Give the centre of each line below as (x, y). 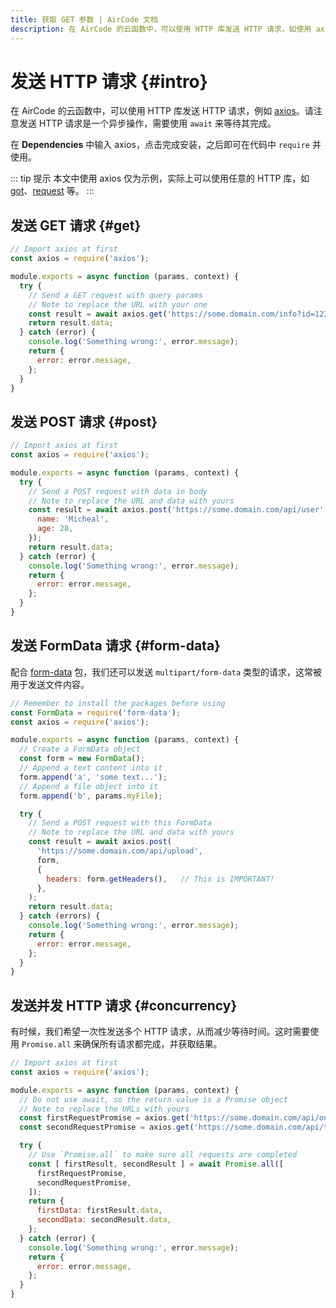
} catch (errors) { (60, 916)
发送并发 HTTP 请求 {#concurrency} (124, 1005)
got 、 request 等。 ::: (52, 191)
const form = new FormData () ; (82, 759)
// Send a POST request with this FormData (120, 823)
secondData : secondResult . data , (104, 1220)
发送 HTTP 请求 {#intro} (109, 81)
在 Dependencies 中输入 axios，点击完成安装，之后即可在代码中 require (160, 145)
